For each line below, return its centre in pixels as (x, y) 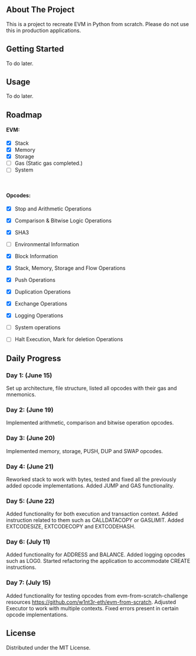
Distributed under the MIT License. (48, 647)
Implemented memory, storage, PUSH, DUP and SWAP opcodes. (85, 451)
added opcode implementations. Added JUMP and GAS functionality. (90, 485)
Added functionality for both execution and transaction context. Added (92, 514)
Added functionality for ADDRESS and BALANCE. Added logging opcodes (96, 555)
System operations (37, 327)
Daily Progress (34, 358)
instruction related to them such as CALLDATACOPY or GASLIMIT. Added (95, 520)
